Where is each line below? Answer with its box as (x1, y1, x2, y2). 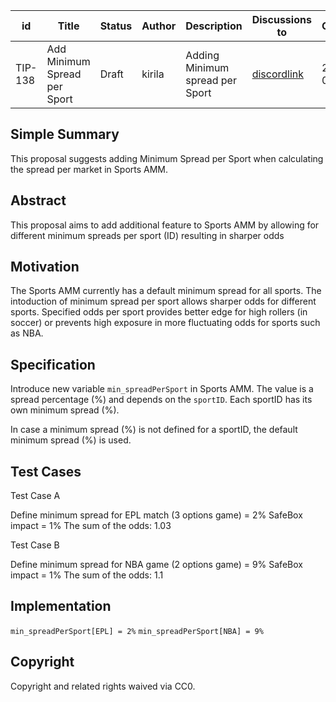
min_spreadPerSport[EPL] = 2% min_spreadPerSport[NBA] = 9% (10, 626, 264, 636)
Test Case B (10, 539, 60, 551)
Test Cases (10, 463, 82, 480)
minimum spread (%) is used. (10, 434, 132, 446)
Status (99, 19, 133, 33)
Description (185, 19, 243, 33)
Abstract (10, 192, 67, 209)
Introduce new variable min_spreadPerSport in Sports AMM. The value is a (10, 383, 314, 395)
